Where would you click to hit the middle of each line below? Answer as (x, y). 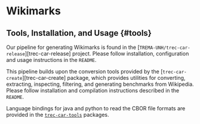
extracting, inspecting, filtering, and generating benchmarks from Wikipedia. (100, 84)
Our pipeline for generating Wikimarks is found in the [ (73, 47)
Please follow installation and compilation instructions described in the (93, 90)
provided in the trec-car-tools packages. (58, 115)
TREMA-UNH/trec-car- (165, 48)
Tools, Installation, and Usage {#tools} (79, 33)
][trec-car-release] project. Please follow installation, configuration (107, 54)
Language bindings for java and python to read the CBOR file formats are (96, 108)
